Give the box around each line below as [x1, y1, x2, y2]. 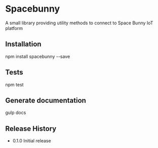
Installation [5, 40, 42, 49]
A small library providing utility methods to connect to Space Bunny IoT [5, 20, 153, 26]
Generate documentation [5, 96, 86, 104]
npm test [5, 82, 24, 88]
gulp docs [5, 109, 26, 116]
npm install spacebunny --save [5, 53, 70, 59]
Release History [5, 124, 57, 133]
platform [5, 25, 23, 31]
